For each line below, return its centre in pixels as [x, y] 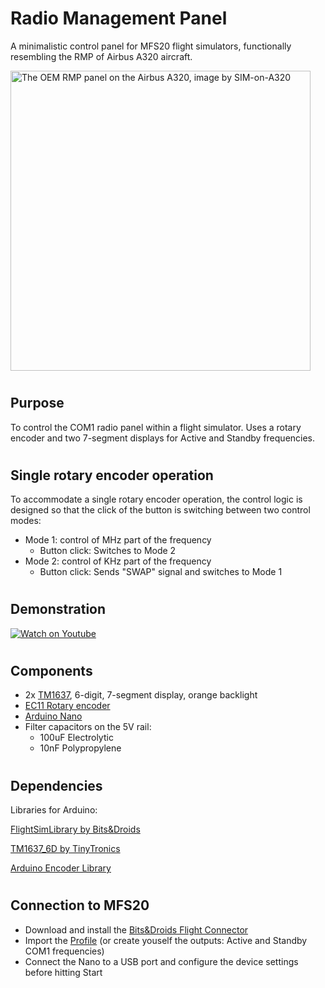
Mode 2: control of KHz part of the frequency [118, 561]
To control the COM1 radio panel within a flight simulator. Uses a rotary [156, 427]
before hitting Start [63, 972]
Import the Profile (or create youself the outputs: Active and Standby [166, 940]
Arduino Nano [53, 716]
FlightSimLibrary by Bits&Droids [75, 829]
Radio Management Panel [119, 18]
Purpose [37, 403]
